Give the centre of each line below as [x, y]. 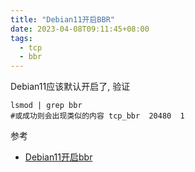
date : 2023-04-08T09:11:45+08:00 [80, 29]
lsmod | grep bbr [46, 106]
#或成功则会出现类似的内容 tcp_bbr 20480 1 [97, 116]
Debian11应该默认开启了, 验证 [70, 87]
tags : [21, 38]
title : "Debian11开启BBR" [62, 19]
